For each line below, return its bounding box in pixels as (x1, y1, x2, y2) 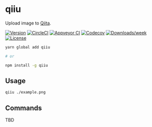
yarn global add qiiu (5, 44, 50, 49)
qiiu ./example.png (5, 90, 46, 95)
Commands (5, 103, 42, 112)
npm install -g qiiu (5, 62, 48, 68)
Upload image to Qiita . (5, 20, 51, 26)
